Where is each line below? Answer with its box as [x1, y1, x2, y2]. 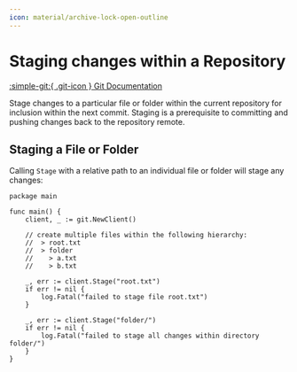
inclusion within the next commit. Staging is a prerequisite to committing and [9, 107, 288, 118]
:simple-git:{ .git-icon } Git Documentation [9, 81, 162, 91]
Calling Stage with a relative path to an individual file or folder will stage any [9, 166, 285, 176]
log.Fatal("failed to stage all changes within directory [41, 331, 260, 341]
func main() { [9, 207, 62, 217]
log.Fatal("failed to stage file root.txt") [41, 293, 208, 302]
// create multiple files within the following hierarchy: [25, 231, 248, 240]
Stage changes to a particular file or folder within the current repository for [9, 97, 282, 108]
